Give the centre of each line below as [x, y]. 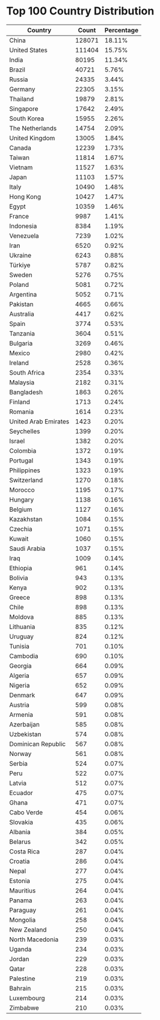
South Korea [27, 118]
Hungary [22, 499]
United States [29, 50]
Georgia [20, 666]
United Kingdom [32, 138]
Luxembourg [27, 998]
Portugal [21, 460]
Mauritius [23, 890]
